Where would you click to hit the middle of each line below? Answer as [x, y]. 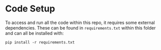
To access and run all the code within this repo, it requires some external [80, 22]
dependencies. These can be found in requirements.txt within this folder [80, 27]
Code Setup [30, 9]
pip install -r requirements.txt [40, 42]
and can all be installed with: [34, 33]
